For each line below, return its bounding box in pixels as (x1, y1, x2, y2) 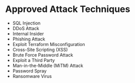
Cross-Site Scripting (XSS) (12, 46, 68, 52)
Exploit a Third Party (12, 57, 55, 63)
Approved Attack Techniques (5, 3, 130, 15)
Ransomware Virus (12, 73, 52, 79)
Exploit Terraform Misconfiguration (12, 41, 85, 47)
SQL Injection (12, 20, 41, 26)
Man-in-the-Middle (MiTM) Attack (12, 62, 84, 68)
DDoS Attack (12, 25, 39, 31)
